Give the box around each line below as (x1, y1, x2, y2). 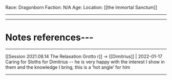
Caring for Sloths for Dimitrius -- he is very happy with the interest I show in (5, 59, 165, 65)
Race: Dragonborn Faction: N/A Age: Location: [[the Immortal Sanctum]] (5, 5, 158, 10)
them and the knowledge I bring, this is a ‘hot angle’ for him (5, 64, 131, 70)
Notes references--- (5, 32, 94, 43)
